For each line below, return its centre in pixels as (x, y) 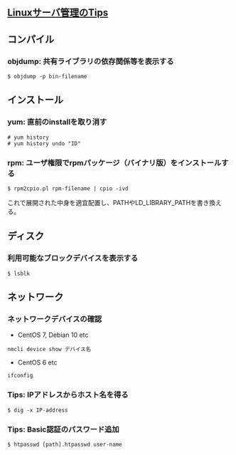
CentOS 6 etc (37, 362)
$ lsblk (19, 273)
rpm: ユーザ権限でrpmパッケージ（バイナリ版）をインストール (114, 162)
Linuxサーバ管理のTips (58, 13)
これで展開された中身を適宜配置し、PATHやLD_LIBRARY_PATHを (102, 203)
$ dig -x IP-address (38, 410)
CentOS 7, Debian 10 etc (53, 335)
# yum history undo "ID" (44, 143)
